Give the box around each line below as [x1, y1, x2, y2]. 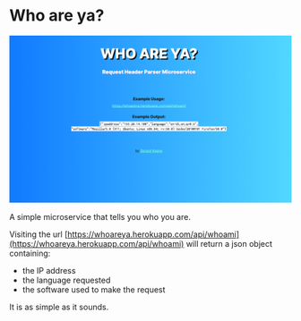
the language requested [21, 275, 111, 285]
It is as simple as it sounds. [9, 301, 109, 312]
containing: [9, 248, 51, 258]
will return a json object [185, 238, 273, 249]
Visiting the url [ [9, 229, 68, 240]
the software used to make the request [21, 283, 166, 295]
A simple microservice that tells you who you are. [9, 211, 191, 222]
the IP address [21, 265, 76, 275]
